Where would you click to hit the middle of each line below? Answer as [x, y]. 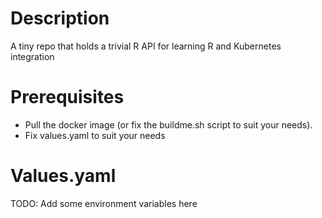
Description [60, 18]
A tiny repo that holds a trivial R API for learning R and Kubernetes [146, 46]
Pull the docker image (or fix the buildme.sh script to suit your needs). [168, 124]
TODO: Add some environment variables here [104, 203]
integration [32, 56]
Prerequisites [67, 97]
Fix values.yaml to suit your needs [95, 135]
